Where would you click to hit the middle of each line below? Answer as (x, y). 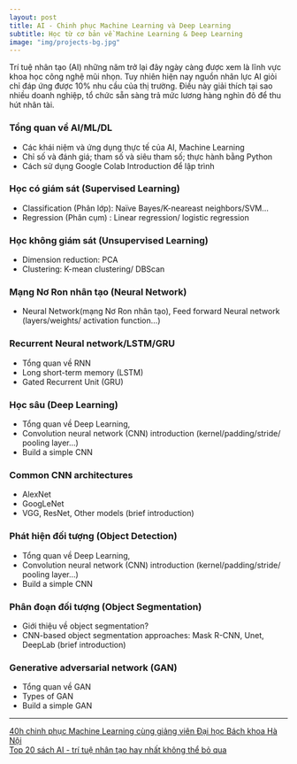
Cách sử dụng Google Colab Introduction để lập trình (118, 166)
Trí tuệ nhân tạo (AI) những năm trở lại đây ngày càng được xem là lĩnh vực (145, 67)
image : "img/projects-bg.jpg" (65, 42)
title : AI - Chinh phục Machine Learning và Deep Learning (120, 26)
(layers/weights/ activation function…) (91, 320)
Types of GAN (47, 697)
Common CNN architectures (71, 475)
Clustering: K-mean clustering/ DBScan (93, 269)
